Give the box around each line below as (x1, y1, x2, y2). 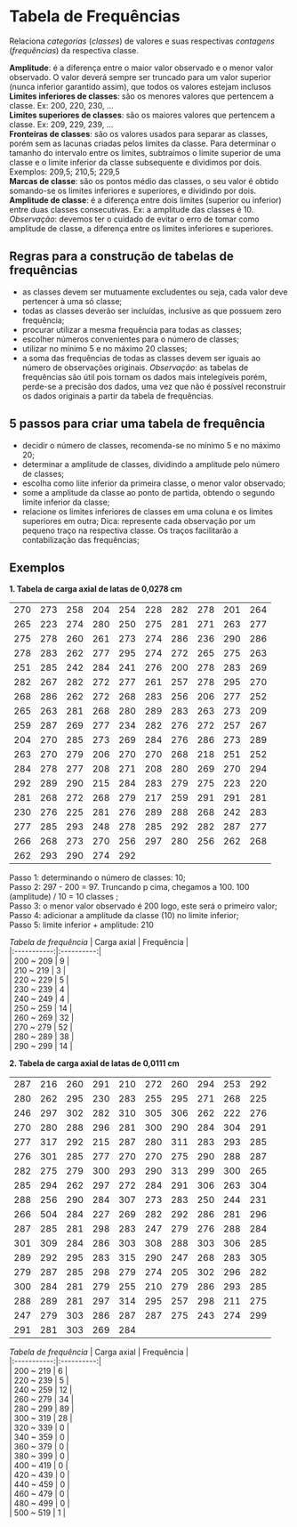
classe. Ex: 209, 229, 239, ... (9, 118, 114, 130)
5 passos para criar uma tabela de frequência (9, 416, 266, 432)
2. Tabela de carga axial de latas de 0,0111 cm (9, 1058, 180, 1069)
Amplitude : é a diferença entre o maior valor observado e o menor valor (9, 62, 274, 73)
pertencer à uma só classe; (21, 295, 123, 306)
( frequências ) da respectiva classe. (9, 44, 140, 55)
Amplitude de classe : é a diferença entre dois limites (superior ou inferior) (9, 194, 282, 206)
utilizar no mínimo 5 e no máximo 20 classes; (21, 343, 188, 353)
